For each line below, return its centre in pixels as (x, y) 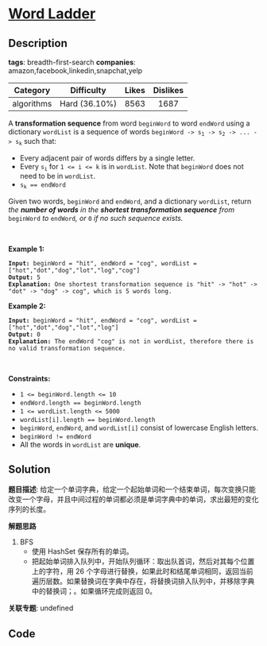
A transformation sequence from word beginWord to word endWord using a (129, 123)
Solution (29, 469)
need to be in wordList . (58, 176)
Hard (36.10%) (88, 104)
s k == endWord (43, 186)
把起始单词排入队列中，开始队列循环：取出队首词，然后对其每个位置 (143, 562)
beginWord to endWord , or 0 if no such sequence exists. (96, 218)
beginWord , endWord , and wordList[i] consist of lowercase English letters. (139, 427)
